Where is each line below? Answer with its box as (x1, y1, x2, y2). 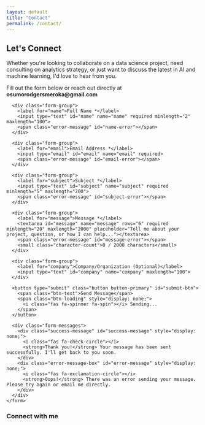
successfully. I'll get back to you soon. (6, 350, 117, 356)
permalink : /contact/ (6, 20, 62, 26)
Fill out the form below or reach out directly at (6, 84, 122, 92)
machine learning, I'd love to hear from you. (6, 72, 117, 80)
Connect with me (6, 412, 58, 421)
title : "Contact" (6, 15, 51, 21)
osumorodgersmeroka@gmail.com (6, 91, 98, 98)
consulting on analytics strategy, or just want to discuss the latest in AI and (6, 66, 196, 74)
